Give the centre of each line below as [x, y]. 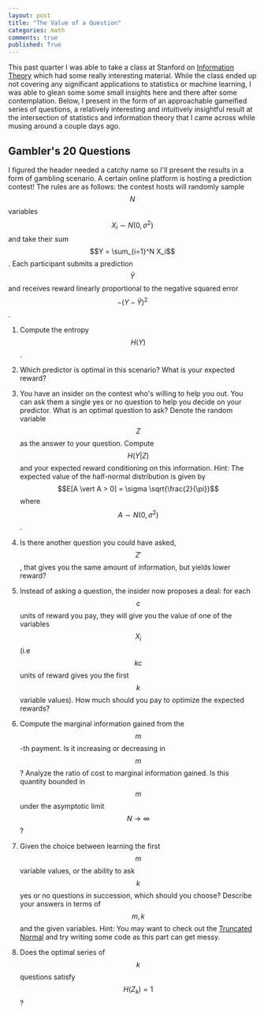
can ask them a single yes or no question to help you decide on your [130, 402]
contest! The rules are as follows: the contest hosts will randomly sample [126, 186]
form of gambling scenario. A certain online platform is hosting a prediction [130, 178]
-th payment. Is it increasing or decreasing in [92, 748]
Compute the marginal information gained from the [102, 723]
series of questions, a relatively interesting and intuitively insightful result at [130, 109]
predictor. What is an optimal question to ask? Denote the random [126, 411]
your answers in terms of [60, 903]
